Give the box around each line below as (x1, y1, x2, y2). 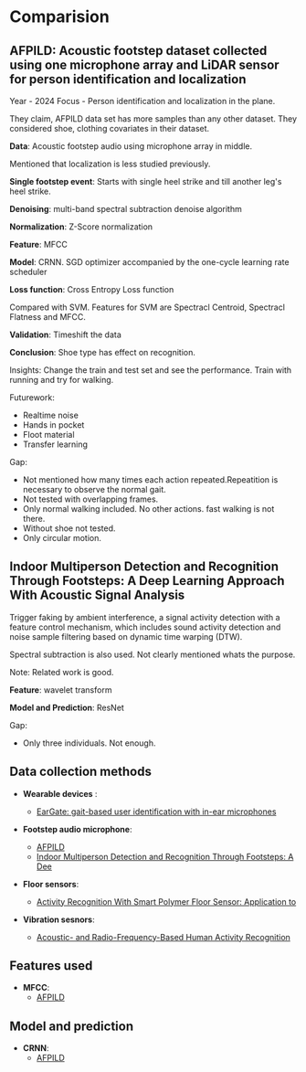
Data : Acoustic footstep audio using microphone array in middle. (9, 141, 253, 152)
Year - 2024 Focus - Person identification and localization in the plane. (9, 96, 276, 106)
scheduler (9, 267, 47, 277)
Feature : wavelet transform (9, 684, 112, 695)
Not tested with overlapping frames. (22, 494, 159, 504)
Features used (9, 958, 93, 974)
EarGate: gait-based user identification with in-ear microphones (36, 806, 277, 817)
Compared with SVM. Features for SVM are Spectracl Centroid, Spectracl (9, 302, 286, 313)
